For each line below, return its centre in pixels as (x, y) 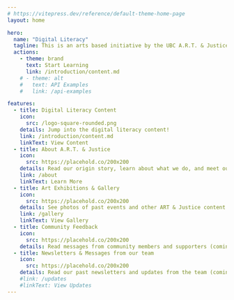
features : (22, 104)
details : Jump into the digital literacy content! (95, 130)
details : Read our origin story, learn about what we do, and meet (119, 169)
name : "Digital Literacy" (51, 39)
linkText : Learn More (51, 181)
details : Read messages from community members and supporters (114, 246)
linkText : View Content (54, 143)
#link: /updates (44, 279)
